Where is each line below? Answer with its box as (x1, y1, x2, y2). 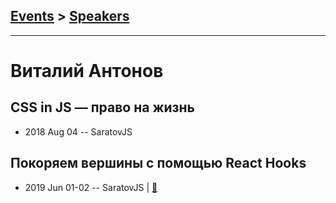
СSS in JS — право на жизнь (10, 99, 195, 116)
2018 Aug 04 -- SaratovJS (24, 125, 133, 138)
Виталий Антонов (10, 60, 164, 82)
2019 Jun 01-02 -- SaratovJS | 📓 (24, 181, 158, 193)
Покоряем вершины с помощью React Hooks (10, 155, 307, 172)
